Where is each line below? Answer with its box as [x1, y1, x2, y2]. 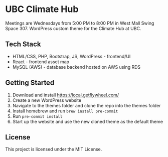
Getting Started [5, 79, 55, 87]
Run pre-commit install [12, 113, 63, 119]
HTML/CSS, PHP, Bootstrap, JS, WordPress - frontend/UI [12, 53, 131, 59]
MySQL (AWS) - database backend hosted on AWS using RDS [12, 64, 141, 70]
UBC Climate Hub [5, 4, 79, 15]
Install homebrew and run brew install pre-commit [12, 108, 118, 114]
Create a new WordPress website [12, 97, 82, 103]
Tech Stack [5, 40, 41, 49]
